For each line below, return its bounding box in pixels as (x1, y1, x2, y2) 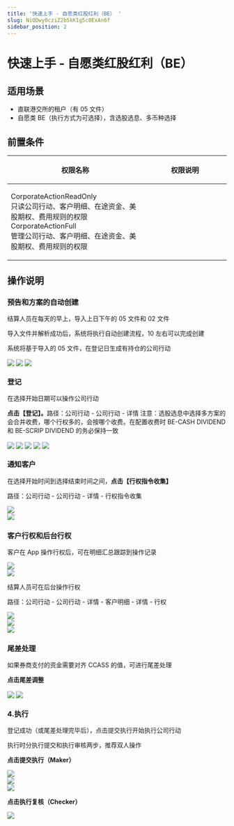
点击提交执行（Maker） (7, 756, 75, 764)
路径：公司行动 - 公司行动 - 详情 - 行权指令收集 (7, 491, 142, 500)
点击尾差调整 (7, 675, 44, 684)
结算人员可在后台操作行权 (7, 583, 81, 591)
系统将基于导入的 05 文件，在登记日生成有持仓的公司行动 (7, 344, 171, 352)
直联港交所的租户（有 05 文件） (17, 105, 108, 114)
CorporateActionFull (10, 221, 77, 231)
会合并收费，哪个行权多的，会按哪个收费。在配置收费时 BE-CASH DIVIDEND (7, 418, 226, 426)
